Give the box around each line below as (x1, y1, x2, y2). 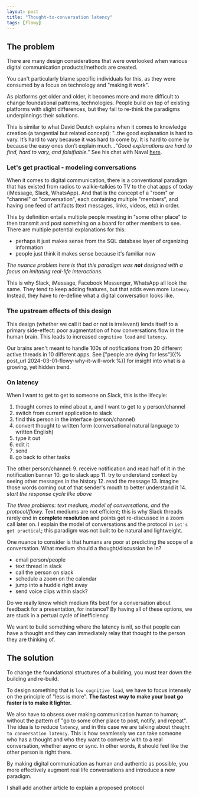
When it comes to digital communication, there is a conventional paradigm (6, 177, 188, 184)
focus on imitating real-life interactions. (6, 268, 103, 275)
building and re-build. (6, 675, 59, 682)
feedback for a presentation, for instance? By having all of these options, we (6, 605, 193, 613)
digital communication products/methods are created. (6, 63, 138, 71)
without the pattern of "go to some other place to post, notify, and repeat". (6, 717, 188, 724)
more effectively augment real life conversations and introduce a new (6, 766, 176, 773)
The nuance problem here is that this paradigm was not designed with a (6, 262, 183, 269)
